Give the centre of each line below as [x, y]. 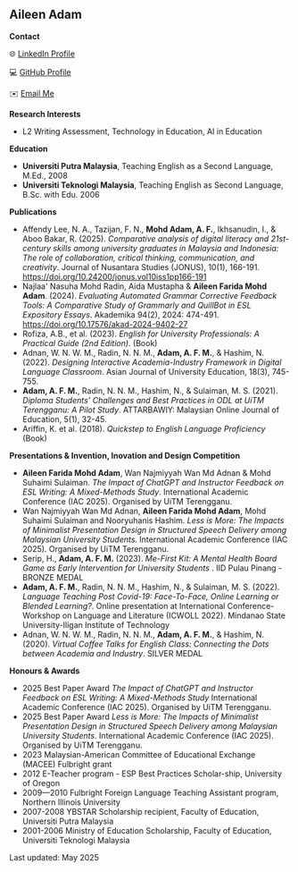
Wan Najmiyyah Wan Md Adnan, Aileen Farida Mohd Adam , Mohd [144, 511]
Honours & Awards [45, 671]
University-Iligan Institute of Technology [96, 624]
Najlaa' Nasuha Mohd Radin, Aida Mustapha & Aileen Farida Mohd [145, 286]
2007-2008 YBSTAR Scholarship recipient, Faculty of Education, [141, 811]
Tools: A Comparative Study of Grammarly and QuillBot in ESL [137, 305]
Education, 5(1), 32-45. [64, 419]
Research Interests [45, 114]
